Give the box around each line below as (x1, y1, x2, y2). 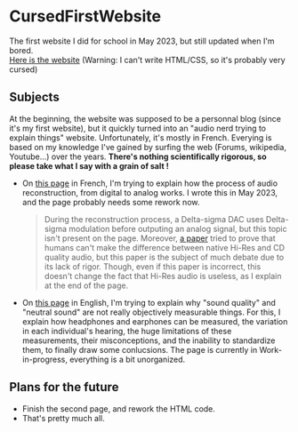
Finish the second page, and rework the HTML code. (21, 403, 216, 414)
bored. (9, 44, 34, 55)
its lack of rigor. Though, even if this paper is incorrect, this (44, 260, 262, 272)
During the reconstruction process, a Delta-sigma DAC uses (44, 213, 264, 224)
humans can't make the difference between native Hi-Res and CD (44, 242, 286, 252)
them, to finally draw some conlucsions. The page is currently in (21, 344, 258, 355)
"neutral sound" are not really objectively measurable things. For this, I (21, 307, 281, 317)
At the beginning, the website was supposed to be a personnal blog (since (9, 113, 282, 124)
